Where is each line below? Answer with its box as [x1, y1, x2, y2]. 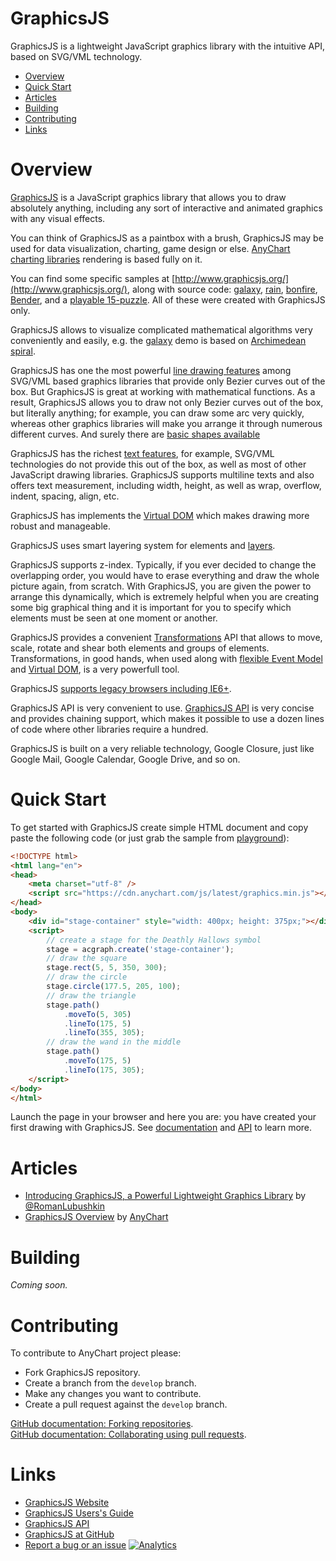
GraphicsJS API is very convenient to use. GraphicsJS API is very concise [10, 702, 315, 714]
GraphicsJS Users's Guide [24, 1507, 134, 1519]
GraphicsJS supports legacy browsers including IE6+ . [10, 682, 232, 694]
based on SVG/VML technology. [10, 50, 143, 62]
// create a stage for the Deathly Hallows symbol [46, 935, 262, 945]
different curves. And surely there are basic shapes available [10, 428, 261, 440]
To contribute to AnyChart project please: [10, 1347, 182, 1359]
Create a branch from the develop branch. [24, 1377, 197, 1389]
